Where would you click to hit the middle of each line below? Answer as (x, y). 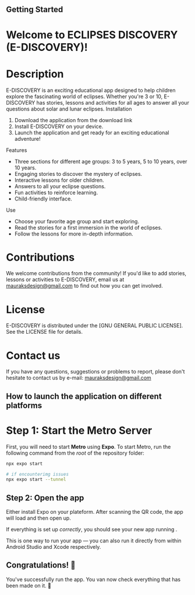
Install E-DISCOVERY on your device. (59, 126)
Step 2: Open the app (45, 498)
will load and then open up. (38, 518)
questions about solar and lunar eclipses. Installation (69, 109)
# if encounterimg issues (37, 474)
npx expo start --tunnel (36, 480)
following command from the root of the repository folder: (75, 453)
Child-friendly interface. (43, 199)
